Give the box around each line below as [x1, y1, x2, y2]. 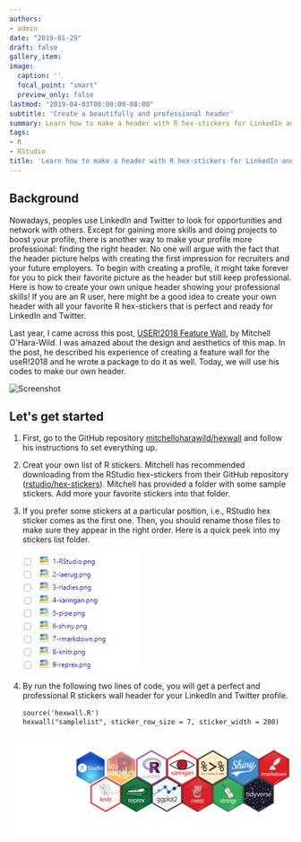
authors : [9, 14, 42, 23]
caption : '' [17, 72, 63, 81]
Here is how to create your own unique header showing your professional [9, 281, 280, 292]
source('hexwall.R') [21, 709, 99, 718]
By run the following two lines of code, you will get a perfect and [21, 680, 261, 691]
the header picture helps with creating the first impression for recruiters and [9, 252, 289, 264]
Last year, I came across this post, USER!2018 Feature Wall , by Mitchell [9, 328, 271, 338]
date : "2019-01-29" [9, 33, 82, 42]
